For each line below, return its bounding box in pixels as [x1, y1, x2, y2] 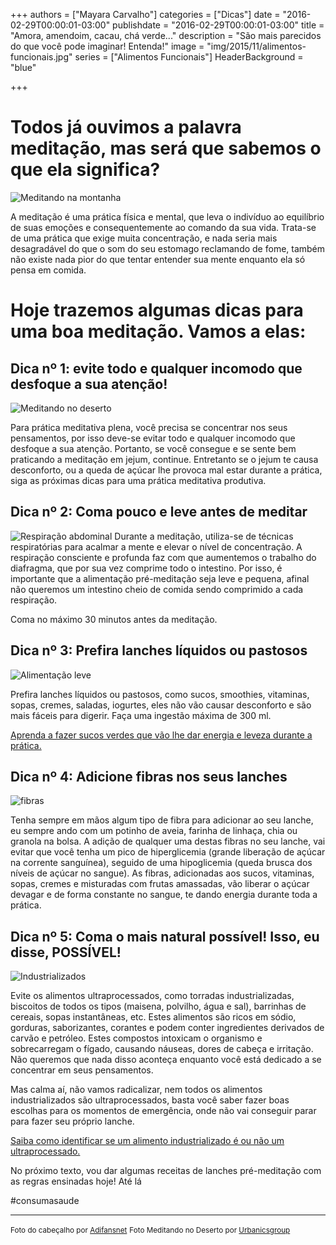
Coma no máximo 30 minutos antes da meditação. [10, 613, 218, 625]
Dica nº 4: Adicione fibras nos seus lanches [10, 768, 288, 785]
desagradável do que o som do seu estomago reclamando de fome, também [10, 242, 326, 254]
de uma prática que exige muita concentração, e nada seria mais [10, 232, 278, 244]
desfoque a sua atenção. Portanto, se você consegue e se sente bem [10, 442, 297, 454]
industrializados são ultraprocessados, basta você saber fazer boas [10, 1094, 290, 1106]
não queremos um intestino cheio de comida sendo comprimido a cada [10, 583, 304, 595]
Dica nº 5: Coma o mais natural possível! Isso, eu [10, 928, 320, 945]
